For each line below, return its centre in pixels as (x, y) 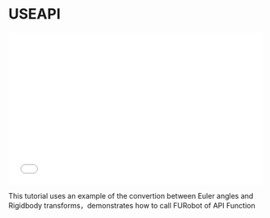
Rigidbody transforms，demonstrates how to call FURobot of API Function (132, 206)
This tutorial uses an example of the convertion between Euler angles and (131, 196)
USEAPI (34, 14)
